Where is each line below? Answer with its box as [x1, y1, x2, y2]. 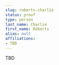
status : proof [5, 12, 36, 17]
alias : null [5, 31, 31, 36]
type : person [5, 17, 33, 22]
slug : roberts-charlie [5, 7, 54, 13]
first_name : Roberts [5, 27, 50, 32]
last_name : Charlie [5, 21, 47, 27]
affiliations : [5, 36, 36, 41]
